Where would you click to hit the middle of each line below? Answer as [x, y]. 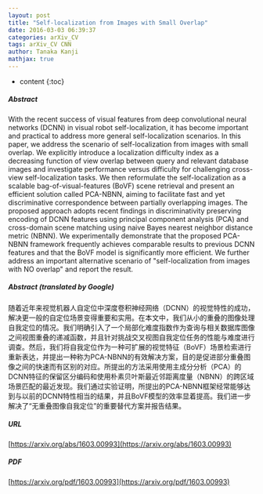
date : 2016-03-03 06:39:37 [52, 30]
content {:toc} [42, 81]
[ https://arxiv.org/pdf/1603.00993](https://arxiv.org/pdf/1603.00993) [119, 481]
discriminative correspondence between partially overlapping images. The [128, 202]
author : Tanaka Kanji [43, 52]
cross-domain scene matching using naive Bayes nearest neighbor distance [130, 227]
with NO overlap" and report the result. [71, 269]
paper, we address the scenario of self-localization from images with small [128, 144]
